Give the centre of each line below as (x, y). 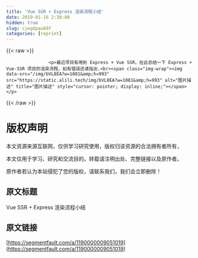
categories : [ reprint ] (34, 34)
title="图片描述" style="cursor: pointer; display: (79, 87)
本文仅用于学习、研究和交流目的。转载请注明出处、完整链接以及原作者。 (94, 159)
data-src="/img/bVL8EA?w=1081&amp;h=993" (58, 74)
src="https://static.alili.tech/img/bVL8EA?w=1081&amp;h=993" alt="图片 (97, 81)
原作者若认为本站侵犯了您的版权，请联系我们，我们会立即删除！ (84, 171)
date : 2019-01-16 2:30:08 (38, 17)
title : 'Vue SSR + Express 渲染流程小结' (55, 12)
